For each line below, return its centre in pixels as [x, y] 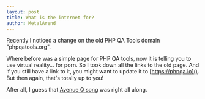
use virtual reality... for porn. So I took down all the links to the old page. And [103, 65]
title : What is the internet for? [50, 18]
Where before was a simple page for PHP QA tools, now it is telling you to [99, 59]
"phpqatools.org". [28, 47]
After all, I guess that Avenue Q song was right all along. [77, 90]
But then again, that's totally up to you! [55, 78]
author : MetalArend [31, 23]
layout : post [23, 12]
